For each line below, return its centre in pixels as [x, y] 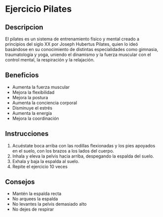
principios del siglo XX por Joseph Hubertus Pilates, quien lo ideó [72, 44]
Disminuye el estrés [32, 108]
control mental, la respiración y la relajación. [50, 60]
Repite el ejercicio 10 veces [40, 166]
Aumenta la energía [32, 113]
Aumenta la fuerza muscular [41, 87]
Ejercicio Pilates [38, 9]
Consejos [20, 182]
